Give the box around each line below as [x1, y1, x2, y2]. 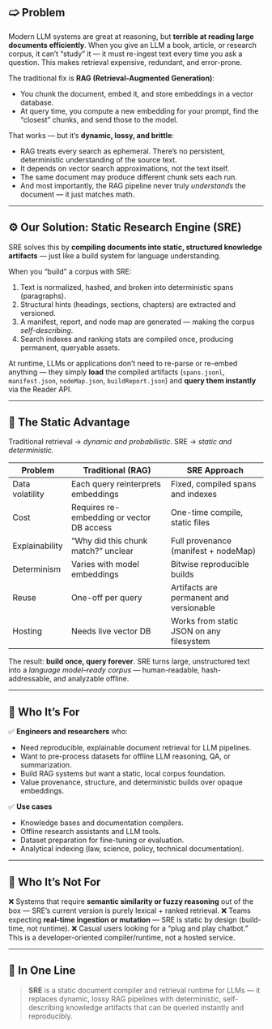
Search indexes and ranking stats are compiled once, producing [19, 334, 234, 344]
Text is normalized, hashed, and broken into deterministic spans [19, 282, 234, 292]
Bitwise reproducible [171, 559, 249, 570]
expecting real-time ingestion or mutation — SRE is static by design [8, 915, 237, 925]
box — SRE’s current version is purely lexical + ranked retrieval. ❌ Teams [8, 906, 251, 915]
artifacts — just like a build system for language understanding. [8, 250, 221, 261]
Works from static [171, 616, 239, 627]
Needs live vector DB [71, 625, 151, 637]
